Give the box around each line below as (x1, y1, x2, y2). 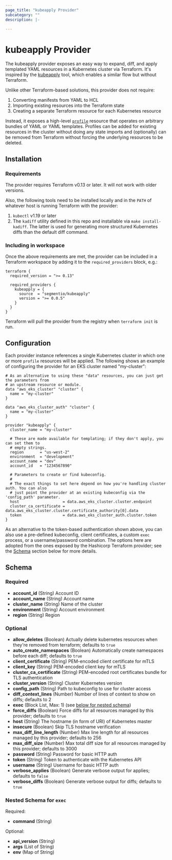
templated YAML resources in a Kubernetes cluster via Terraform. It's (5, 66, 152, 72)
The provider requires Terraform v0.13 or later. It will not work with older (5, 182, 157, 188)
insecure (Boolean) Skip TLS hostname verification (12, 724, 121, 730)
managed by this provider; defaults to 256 (12, 735, 101, 741)
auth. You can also (5, 486, 47, 491)
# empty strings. (10, 445, 47, 450)
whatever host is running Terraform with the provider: (5, 203, 118, 209)
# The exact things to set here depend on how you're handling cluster (10, 481, 166, 486)
